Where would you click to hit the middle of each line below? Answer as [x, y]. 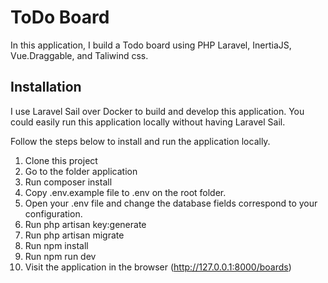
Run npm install [56, 245]
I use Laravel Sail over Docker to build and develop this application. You [157, 111]
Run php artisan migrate [74, 235]
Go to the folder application [81, 171]
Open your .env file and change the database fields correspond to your [171, 203]
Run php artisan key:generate [85, 224]
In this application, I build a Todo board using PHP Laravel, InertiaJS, [151, 45]
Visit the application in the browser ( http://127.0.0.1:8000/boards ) [158, 267]
